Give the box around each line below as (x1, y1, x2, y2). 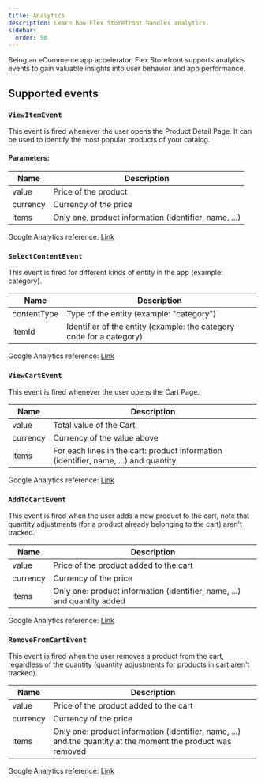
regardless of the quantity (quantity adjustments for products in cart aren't (8, 660, 250, 669)
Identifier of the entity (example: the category (66, 321, 235, 332)
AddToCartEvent (8, 495, 67, 504)
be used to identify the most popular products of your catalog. (8, 134, 211, 144)
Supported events (8, 86, 99, 100)
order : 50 (15, 33, 47, 42)
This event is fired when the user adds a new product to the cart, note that (8, 511, 250, 520)
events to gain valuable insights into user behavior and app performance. (8, 64, 246, 74)
